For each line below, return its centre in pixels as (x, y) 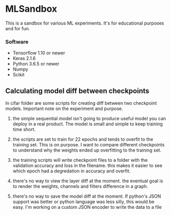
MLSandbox (31, 9)
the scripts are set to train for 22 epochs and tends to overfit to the (83, 139)
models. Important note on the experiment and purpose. (64, 109)
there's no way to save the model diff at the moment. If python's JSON (87, 196)
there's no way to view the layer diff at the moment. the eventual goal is (88, 181)
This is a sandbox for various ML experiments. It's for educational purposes (85, 23)
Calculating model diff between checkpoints (77, 91)
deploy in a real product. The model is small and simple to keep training (88, 124)
